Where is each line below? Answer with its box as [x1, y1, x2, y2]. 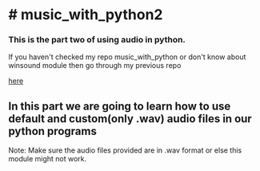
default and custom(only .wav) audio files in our [8, 112, 252, 125]
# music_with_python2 [8, 6, 163, 24]
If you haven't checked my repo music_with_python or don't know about [8, 52, 246, 62]
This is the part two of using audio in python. [8, 34, 186, 46]
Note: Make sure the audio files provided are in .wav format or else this [8, 145, 242, 155]
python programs [8, 124, 98, 137]
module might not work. [8, 154, 87, 164]
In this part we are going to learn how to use [8, 99, 231, 113]
